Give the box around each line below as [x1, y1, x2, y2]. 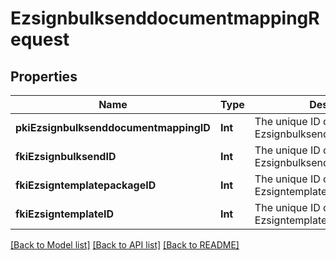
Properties [10, 68, 78, 85]
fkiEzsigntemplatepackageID [15, 178, 157, 192]
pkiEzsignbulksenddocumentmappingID [15, 121, 211, 134]
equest [10, 28, 70, 51]
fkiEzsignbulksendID [15, 150, 117, 163]
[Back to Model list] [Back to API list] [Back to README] [10, 239, 240, 251]
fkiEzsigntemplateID [15, 207, 115, 221]
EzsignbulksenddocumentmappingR [10, 7, 320, 30]
